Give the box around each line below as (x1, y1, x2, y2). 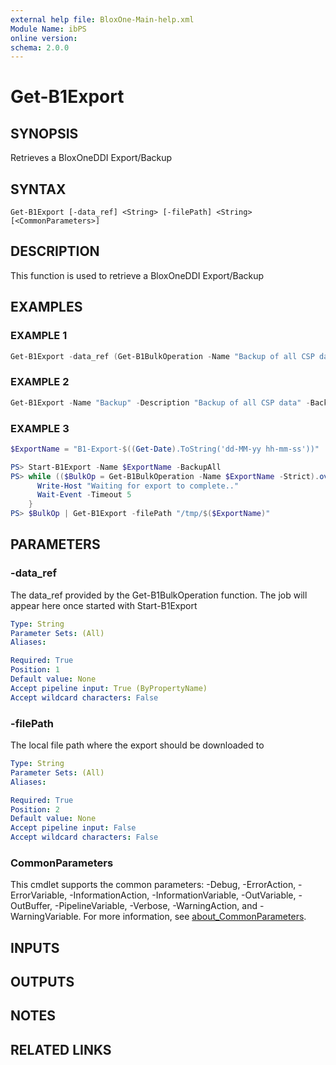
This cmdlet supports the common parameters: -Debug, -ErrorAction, (10, 879, 297, 891)
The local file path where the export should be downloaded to (10, 739, 265, 751)
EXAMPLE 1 (10, 329, 68, 343)
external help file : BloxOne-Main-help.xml (10, 14, 195, 25)
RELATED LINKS (10, 1041, 112, 1058)
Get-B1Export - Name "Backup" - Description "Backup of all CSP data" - (10, 397, 311, 408)
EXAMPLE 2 (10, 375, 70, 389)
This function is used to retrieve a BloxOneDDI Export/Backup (10, 269, 265, 281)
